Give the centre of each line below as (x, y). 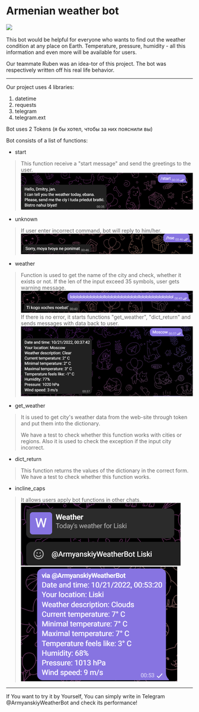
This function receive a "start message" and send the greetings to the (106, 163)
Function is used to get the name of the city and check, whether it (101, 275)
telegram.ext (30, 117)
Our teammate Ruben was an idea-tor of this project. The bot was (86, 63)
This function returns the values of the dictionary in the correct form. (105, 471)
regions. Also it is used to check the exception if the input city (96, 441)
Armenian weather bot (63, 11)
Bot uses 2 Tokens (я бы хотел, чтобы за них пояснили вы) (79, 129)
